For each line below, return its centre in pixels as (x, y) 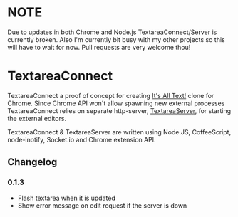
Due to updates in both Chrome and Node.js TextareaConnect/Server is (112, 32)
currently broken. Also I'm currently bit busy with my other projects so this (117, 39)
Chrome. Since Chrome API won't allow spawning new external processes (116, 103)
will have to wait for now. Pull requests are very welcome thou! (99, 47)
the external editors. (37, 118)
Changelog (32, 162)
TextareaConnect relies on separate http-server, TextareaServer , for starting (119, 110)
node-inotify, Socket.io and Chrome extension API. (82, 139)
